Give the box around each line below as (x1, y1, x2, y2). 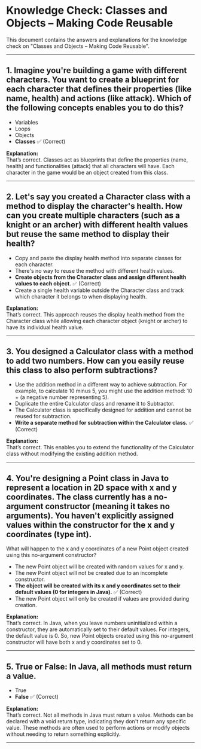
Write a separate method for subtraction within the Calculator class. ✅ (14, 419, 194, 427)
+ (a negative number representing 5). (14, 394, 109, 401)
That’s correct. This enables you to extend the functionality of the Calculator (6, 444, 194, 451)
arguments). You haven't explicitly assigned (6, 510, 174, 520)
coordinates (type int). (6, 529, 92, 539)
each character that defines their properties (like (6, 84, 192, 95)
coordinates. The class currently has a (6, 492, 153, 502)
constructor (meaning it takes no (44, 501, 170, 511)
